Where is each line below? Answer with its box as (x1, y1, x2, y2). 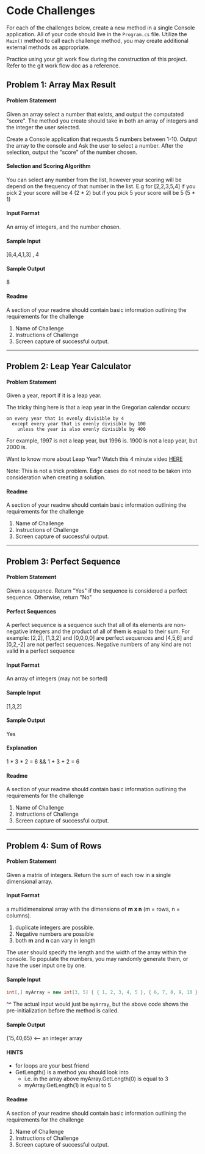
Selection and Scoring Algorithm (6, 162, 91, 170)
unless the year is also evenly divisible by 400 (17, 427, 146, 433)
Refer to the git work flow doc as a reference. (6, 62, 120, 69)
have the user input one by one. (6, 962, 87, 969)
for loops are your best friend (15, 1062, 90, 1069)
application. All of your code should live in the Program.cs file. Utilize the (6, 30, 187, 37)
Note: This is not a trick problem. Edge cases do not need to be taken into (6, 467, 192, 475)
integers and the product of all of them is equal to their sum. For (29, 628, 190, 635)
